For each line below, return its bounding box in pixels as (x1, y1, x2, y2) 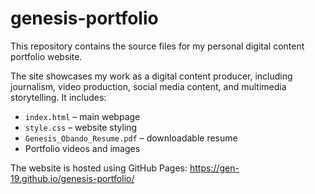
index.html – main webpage (24, 110, 141, 122)
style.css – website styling (24, 121, 138, 133)
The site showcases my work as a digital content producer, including (10, 70, 293, 82)
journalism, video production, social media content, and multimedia (10, 80, 287, 92)
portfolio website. (10, 50, 83, 62)
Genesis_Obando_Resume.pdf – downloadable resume (24, 132, 238, 144)
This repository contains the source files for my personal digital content (10, 40, 305, 52)
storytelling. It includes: (10, 91, 107, 103)
